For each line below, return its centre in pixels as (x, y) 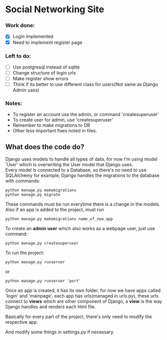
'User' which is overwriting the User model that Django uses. (69, 165)
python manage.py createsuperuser (42, 243)
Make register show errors (41, 79)
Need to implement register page (47, 42)
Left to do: (18, 56)
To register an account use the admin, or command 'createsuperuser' (86, 115)
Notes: (14, 103)
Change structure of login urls (44, 73)
